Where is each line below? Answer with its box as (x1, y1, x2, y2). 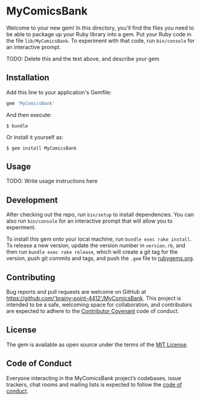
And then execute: (6, 111, 52, 118)
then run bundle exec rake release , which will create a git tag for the (6, 249, 178, 256)
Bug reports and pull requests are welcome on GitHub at (6, 288, 147, 296)
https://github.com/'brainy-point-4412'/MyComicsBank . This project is (6, 294, 181, 302)
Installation (6, 72, 49, 83)
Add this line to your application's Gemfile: (6, 89, 112, 96)
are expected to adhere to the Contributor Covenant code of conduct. (6, 308, 179, 315)
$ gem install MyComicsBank (6, 145, 77, 151)
